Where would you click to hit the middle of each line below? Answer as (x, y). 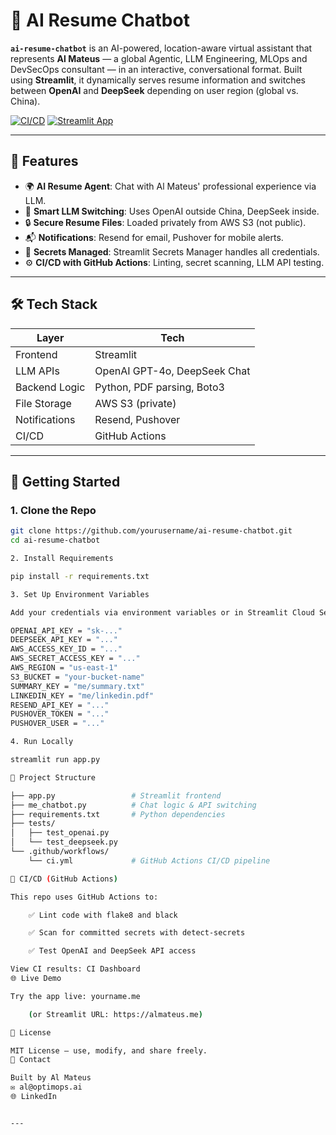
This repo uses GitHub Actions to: (84, 897)
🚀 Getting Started (65, 481)
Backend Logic (50, 387)
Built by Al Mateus (51, 1078)
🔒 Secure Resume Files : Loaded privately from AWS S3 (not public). (165, 222)
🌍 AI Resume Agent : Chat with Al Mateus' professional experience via (170, 186)
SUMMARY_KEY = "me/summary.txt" (77, 686)
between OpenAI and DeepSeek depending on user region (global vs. (154, 90)
